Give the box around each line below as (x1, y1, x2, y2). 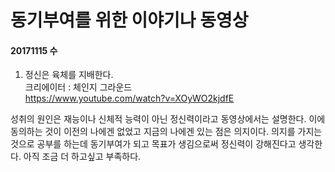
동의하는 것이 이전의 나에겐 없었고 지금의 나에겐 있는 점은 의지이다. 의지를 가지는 (10, 126, 323, 138)
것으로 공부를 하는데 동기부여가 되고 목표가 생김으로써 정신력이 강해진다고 (10, 138, 297, 150)
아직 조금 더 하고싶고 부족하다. (23, 151, 142, 163)
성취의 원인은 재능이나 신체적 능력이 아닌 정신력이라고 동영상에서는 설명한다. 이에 (10, 113, 326, 125)
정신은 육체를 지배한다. (24, 69, 114, 81)
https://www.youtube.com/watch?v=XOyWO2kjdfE (24, 92, 235, 105)
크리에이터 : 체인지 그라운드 (24, 81, 133, 93)
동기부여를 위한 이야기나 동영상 (10, 9, 249, 32)
